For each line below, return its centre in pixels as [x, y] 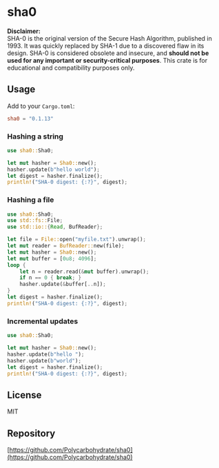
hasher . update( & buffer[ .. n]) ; [63, 284]
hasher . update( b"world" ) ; [44, 360]
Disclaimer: [24, 31]
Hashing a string [35, 136]
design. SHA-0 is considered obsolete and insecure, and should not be [108, 53]
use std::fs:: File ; [35, 221]
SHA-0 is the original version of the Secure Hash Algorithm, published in [109, 38]
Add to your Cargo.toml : [41, 106]
